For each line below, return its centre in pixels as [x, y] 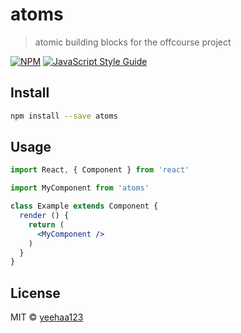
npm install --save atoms [64, 116]
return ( [46, 224]
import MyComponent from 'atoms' [80, 188]
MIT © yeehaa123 [47, 317]
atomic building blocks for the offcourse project [133, 42]
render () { [44, 216]
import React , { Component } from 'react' [100, 170]
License [35, 293]
